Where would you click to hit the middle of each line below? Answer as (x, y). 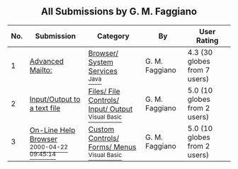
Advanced (46, 61)
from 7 (199, 70)
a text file (45, 107)
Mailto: (41, 70)
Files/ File (104, 91)
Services (103, 71)
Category (113, 36)
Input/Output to (55, 99)
